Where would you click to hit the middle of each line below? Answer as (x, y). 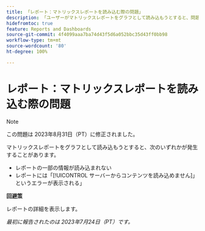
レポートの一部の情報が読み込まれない (63, 168)
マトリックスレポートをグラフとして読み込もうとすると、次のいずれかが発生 (102, 147)
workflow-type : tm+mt (34, 40)
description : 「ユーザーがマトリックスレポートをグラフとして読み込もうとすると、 (99, 18)
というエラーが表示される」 (50, 183)
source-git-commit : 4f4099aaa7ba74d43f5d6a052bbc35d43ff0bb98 (87, 35)
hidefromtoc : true (30, 23)
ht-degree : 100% (27, 52)
